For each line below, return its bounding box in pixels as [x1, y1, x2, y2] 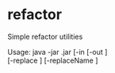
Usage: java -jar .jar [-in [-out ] [7, 47, 108, 56]
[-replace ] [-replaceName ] [7, 56, 98, 65]
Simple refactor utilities [7, 32, 83, 41]
